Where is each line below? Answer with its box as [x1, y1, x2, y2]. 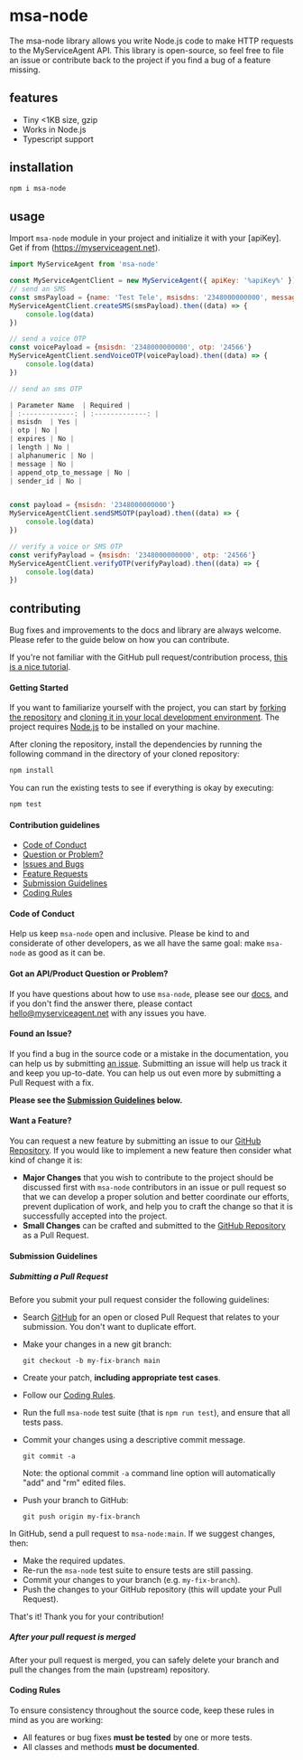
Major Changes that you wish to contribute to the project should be [22, 1172, 274, 1183]
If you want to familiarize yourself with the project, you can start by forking [9, 702, 287, 713]
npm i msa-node [9, 184, 67, 193]
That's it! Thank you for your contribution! [9, 1611, 164, 1622]
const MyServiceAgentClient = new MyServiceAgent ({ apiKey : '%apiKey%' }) [9, 277, 297, 286]
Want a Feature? [9, 1115, 72, 1126]
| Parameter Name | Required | [9, 400, 131, 409]
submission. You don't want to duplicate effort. [22, 1321, 197, 1332]
